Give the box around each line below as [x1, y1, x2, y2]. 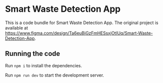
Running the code [5, 50, 60, 58]
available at [5, 25, 28, 30]
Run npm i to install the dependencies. [5, 62, 82, 68]
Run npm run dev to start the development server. [5, 72, 104, 78]
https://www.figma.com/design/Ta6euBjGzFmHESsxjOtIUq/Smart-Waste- [5, 30, 153, 36]
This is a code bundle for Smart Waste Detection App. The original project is [5, 20, 159, 26]
